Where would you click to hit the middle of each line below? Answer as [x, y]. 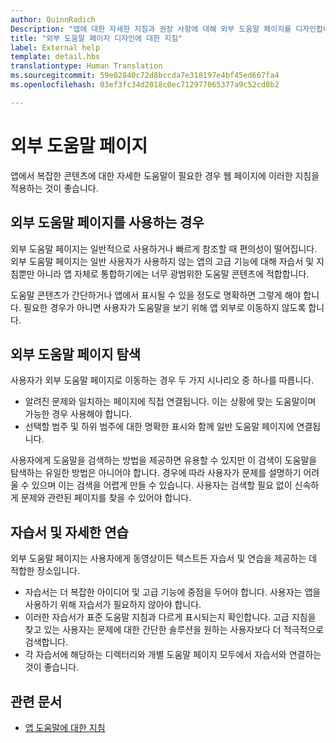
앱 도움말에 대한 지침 [65, 727]
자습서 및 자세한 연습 [69, 532]
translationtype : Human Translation [86, 66]
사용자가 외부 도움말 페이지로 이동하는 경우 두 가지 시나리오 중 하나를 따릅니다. [162, 380]
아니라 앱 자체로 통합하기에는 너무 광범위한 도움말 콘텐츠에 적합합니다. [173, 273]
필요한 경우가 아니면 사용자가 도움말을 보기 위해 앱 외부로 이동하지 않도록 [165, 307]
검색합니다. [46, 642]
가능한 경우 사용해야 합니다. [78, 414]
